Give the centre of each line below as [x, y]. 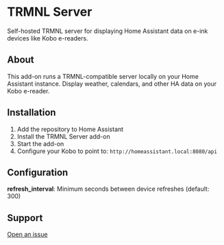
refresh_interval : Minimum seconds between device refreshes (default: [108, 189]
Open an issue [27, 235]
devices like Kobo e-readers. [48, 38]
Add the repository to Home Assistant [70, 129]
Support [25, 218]
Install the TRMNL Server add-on [64, 136]
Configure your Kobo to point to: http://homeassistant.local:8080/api [117, 151]
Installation [32, 113]
